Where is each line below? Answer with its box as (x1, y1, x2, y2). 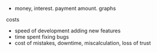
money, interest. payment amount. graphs (14, 5, 116, 12)
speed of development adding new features (14, 27, 121, 34)
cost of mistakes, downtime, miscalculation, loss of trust (14, 40, 151, 46)
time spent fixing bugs (14, 34, 69, 40)
